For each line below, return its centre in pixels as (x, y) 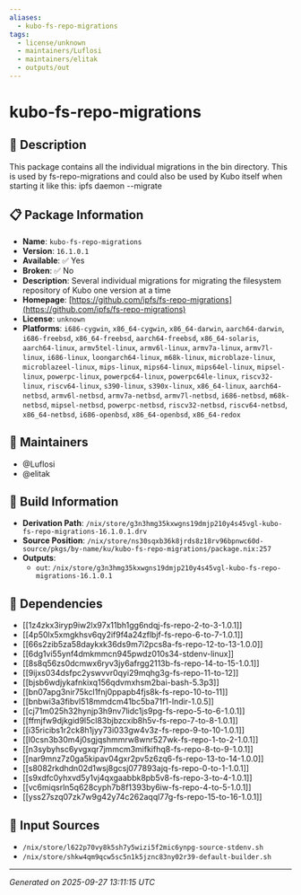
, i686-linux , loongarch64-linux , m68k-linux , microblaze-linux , (159, 356)
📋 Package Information (77, 215)
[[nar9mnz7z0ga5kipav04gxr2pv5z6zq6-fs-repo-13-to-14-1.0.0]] (143, 759)
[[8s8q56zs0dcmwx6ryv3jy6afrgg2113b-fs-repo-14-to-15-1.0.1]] (141, 663)
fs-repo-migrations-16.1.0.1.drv (85, 532)
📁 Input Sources (55, 825)
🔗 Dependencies (56, 604)
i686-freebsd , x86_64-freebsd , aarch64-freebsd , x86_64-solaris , (141, 338)
